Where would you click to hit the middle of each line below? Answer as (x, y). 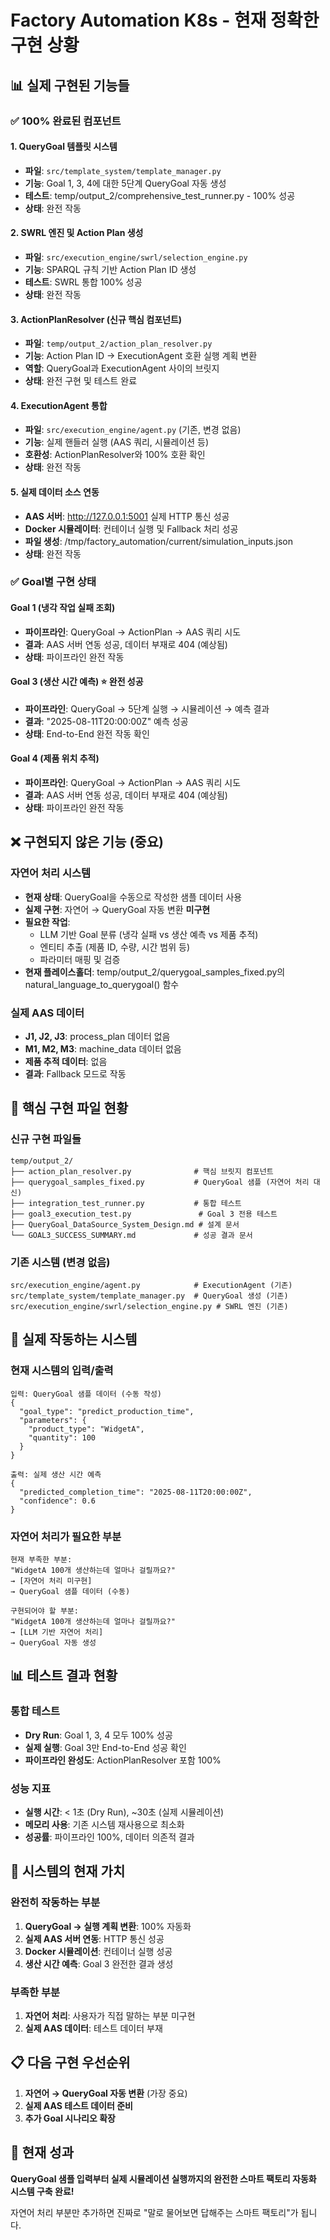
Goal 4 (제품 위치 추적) (55, 758)
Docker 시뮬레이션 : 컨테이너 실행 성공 (98, 1951)
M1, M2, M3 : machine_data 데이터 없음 (103, 1049)
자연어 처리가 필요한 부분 (66, 1536)
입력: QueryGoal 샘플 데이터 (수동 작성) (86, 1394)
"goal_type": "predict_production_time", (107, 1411)
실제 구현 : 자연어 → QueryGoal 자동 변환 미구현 (117, 909)
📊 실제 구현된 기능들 (70, 85)
